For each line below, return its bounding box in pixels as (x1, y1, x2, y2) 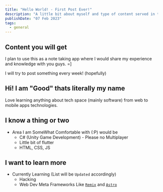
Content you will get (5, 43, 67, 51)
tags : (5, 20, 16, 26)
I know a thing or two (5, 117, 69, 125)
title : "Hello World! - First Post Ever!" (5, 7, 92, 12)
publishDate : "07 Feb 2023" (5, 16, 62, 21)
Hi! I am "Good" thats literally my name (5, 84, 125, 92)
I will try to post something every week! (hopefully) (5, 70, 107, 76)
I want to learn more (5, 158, 66, 167)
